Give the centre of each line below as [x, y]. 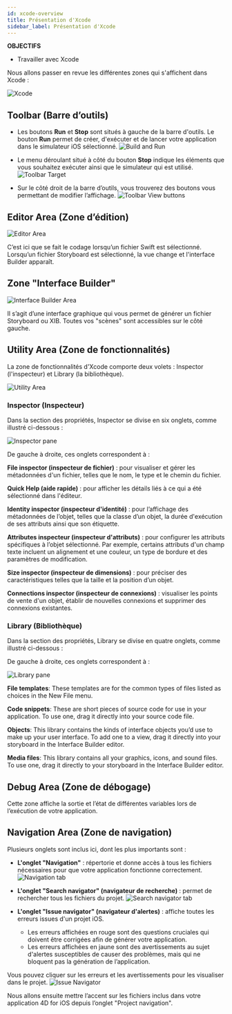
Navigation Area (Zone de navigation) [90, 833]
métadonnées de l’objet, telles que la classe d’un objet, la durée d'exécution [115, 516]
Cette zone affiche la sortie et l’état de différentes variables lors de [102, 804]
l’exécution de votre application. [52, 811]
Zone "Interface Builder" [61, 284]
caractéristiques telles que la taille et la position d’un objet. [90, 580]
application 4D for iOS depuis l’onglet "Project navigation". [90, 1003]
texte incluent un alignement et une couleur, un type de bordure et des [107, 552]
